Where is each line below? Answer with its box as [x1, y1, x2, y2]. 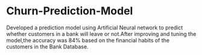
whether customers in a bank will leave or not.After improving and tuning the [6, 30, 197, 37]
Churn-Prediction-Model [6, 4, 133, 18]
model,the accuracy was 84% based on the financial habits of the [6, 36, 170, 44]
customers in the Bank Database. [6, 43, 89, 50]
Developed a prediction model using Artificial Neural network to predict [6, 24, 183, 31]
